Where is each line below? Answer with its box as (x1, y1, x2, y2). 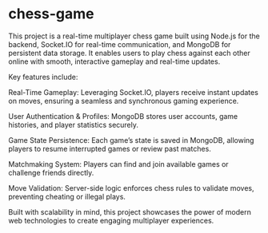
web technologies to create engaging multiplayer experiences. (8, 215, 214, 225)
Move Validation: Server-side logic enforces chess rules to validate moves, (8, 183, 254, 192)
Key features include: (8, 72, 78, 81)
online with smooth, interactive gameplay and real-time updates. (8, 57, 221, 66)
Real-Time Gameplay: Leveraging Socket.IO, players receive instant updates (8, 87, 258, 97)
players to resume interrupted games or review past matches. (8, 144, 212, 153)
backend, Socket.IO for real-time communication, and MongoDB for (8, 39, 231, 49)
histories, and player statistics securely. (8, 120, 138, 129)
